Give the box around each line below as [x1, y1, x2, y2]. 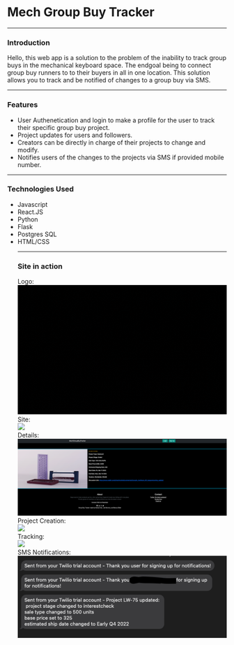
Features [7, 100, 38, 110]
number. [17, 160, 42, 168]
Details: [17, 430, 40, 439]
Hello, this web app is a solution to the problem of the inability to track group [7, 54, 227, 62]
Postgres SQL [17, 230, 57, 238]
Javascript [17, 200, 48, 208]
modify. [17, 145, 40, 154]
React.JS [17, 208, 44, 216]
